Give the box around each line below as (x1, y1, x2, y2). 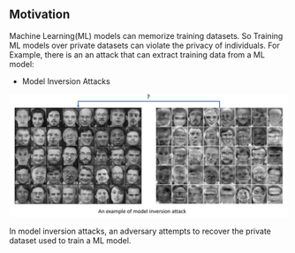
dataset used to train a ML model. (9, 235, 132, 246)
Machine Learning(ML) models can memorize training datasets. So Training (9, 30, 284, 41)
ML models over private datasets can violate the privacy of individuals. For (9, 40, 280, 50)
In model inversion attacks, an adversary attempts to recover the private (9, 226, 272, 237)
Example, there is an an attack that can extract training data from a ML (9, 49, 265, 60)
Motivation (9, 7, 71, 22)
